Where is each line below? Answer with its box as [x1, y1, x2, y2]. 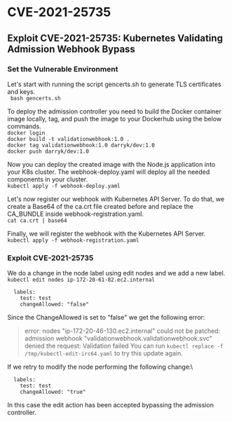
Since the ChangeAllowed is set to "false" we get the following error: [7, 313, 205, 322]
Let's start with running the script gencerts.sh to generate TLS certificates [7, 80, 222, 88]
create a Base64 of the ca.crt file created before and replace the [7, 202, 194, 210]
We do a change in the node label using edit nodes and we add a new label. [7, 269, 226, 278]
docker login [7, 129, 46, 137]
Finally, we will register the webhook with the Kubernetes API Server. [7, 229, 206, 238]
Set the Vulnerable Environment [7, 64, 118, 74]
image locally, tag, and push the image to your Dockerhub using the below [7, 114, 222, 123]
